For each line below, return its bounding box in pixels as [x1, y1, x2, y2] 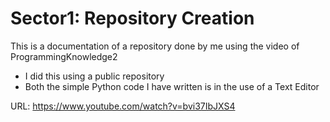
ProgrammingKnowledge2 [10, 50, 118, 62]
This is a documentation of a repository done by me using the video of [10, 40, 300, 52]
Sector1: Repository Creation [10, 7, 255, 30]
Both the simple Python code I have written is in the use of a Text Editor [24, 80, 320, 92]
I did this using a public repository [24, 70, 165, 82]
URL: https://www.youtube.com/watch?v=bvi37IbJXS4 [10, 100, 236, 112]
